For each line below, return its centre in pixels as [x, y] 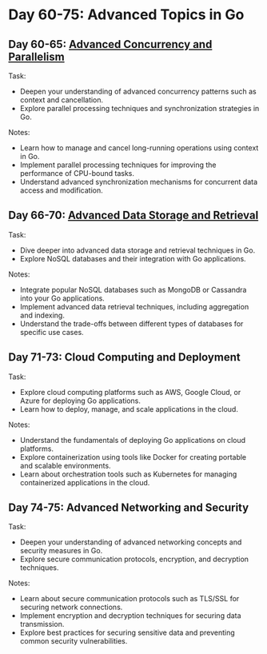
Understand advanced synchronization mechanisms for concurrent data [139, 182]
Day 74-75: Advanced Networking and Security [129, 508]
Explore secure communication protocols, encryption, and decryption [134, 559]
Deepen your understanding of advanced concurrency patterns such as [138, 91]
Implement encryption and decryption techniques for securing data [130, 616]
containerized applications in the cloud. [85, 482]
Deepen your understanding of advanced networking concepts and [131, 542]
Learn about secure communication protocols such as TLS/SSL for [130, 599]
